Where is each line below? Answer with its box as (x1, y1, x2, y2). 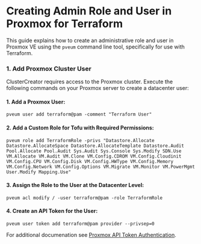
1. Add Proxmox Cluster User (6, 64, 91, 73)
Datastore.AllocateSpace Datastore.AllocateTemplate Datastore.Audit (6, 143, 185, 149)
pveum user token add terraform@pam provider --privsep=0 (6, 221, 155, 227)
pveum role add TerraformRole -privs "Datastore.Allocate (6, 137, 155, 143)
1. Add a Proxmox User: (6, 98, 66, 106)
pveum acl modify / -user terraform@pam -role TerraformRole (6, 195, 163, 201)
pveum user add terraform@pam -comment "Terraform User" (6, 112, 152, 118)
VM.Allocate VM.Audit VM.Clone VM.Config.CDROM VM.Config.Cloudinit (6, 153, 182, 159)
